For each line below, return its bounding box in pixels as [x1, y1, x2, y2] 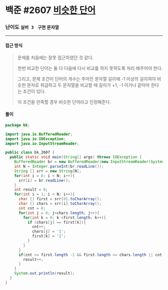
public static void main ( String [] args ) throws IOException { [9, 154, 142, 160]
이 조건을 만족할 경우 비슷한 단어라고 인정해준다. [17, 98, 111, 105]
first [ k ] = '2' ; [31, 233, 66, 239]
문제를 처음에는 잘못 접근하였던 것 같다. [17, 54, 94, 60]
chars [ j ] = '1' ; [31, 229, 66, 234]
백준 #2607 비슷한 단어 [5, 4, 96, 16]
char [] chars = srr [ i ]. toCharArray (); [18, 201, 101, 206]
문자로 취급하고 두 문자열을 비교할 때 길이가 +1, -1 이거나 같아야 [26, 82, 150, 88]
